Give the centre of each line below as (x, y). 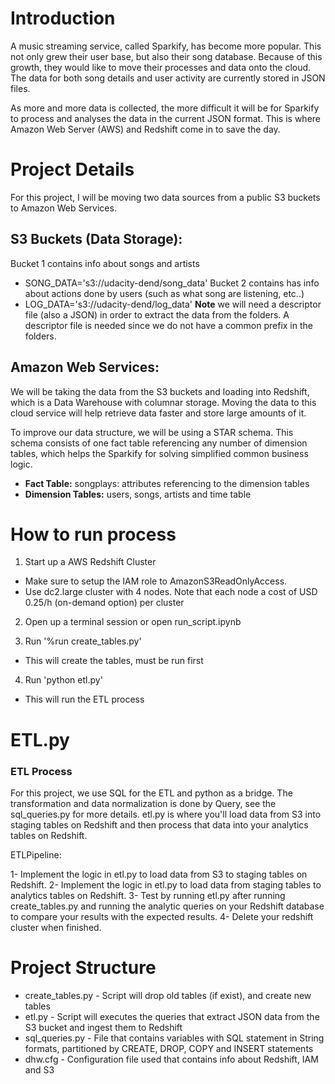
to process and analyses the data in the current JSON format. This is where (165, 118)
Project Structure (83, 968)
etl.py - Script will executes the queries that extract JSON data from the (172, 1016)
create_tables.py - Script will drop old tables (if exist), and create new (168, 995)
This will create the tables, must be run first (114, 661)
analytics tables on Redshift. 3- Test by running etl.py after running (148, 895)
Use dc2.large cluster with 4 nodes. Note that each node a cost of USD (171, 592)
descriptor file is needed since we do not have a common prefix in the (168, 325)
